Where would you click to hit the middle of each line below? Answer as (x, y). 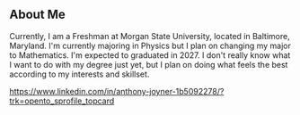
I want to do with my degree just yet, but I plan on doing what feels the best (149, 64)
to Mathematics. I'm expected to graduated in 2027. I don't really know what (150, 55)
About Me (37, 15)
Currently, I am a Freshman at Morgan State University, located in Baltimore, (150, 36)
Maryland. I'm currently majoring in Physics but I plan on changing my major (150, 45)
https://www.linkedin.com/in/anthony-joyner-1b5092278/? (117, 91)
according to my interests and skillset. (79, 74)
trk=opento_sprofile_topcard (62, 101)
